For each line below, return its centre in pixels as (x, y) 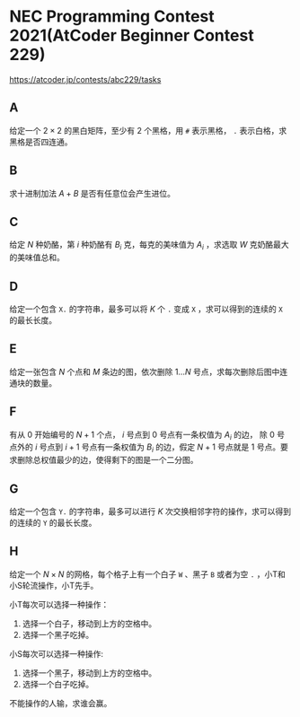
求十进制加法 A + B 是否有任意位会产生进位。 (92, 193)
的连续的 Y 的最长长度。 (53, 523)
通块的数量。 (33, 382)
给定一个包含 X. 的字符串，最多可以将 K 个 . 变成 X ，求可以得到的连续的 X (146, 309)
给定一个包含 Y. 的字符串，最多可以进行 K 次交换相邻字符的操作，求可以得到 (150, 512)
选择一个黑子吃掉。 (58, 634)
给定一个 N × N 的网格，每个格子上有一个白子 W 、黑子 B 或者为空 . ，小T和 (147, 574)
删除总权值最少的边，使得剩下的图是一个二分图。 (107, 460)
